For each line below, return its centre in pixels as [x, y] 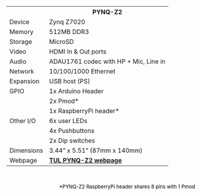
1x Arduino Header [76, 91]
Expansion [24, 81]
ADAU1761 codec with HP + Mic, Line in [108, 61]
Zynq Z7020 [67, 22]
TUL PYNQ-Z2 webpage [86, 160]
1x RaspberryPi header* [84, 111]
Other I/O [23, 121]
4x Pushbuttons [72, 131]
